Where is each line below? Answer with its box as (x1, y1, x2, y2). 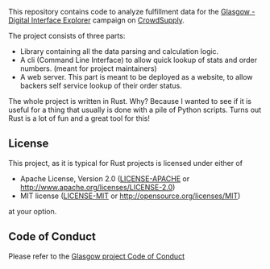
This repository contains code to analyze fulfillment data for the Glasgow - (8, 7, 255, 16)
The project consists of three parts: (8, 31, 126, 40)
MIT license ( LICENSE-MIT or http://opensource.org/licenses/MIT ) (19, 191, 241, 201)
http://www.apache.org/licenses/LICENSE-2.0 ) (19, 182, 176, 192)
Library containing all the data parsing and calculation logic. (19, 47, 219, 56)
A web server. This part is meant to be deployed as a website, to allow (19, 72, 253, 81)
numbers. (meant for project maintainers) (19, 64, 157, 73)
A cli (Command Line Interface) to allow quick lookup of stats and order (19, 56, 258, 64)
